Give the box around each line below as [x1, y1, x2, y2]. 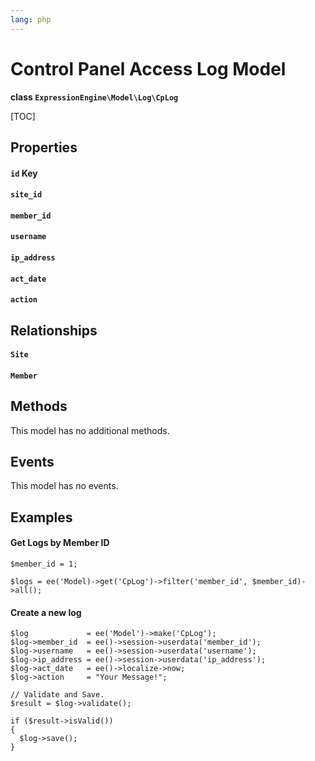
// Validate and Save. [10, 690, 105, 700]
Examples [10, 509, 73, 526]
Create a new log [10, 606, 82, 618]
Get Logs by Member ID [10, 537, 110, 549]
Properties [10, 139, 78, 156]
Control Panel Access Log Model [10, 57, 287, 80]
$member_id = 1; [10, 559, 78, 569]
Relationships [10, 322, 98, 339]
